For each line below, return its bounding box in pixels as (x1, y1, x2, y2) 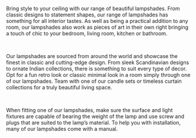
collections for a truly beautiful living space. (6, 84, 112, 90)
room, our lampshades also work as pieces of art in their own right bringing (6, 23, 189, 31)
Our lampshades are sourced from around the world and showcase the (6, 53, 178, 59)
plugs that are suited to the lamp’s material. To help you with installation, (6, 119, 181, 126)
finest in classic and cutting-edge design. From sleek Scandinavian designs (6, 59, 190, 66)
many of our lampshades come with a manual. (6, 126, 118, 132)
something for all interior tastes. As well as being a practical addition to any (6, 18, 188, 24)
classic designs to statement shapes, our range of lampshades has (6, 11, 168, 18)
